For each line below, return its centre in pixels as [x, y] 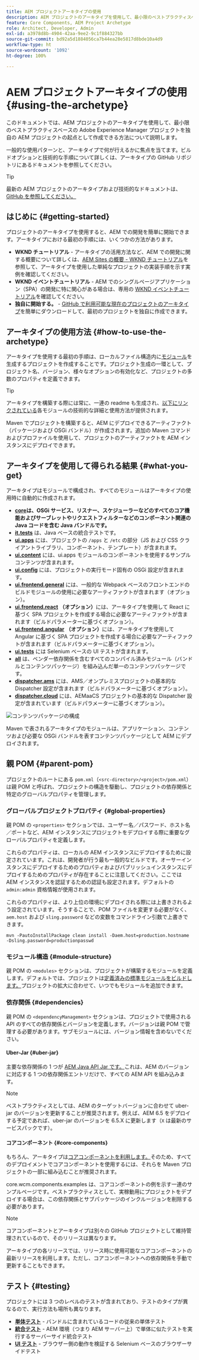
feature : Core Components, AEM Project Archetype [69, 23]
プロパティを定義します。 [57, 840]
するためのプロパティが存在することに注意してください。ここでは [102, 875]
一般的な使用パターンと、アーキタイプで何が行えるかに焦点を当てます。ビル [99, 150]
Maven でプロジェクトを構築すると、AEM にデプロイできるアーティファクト [99, 423]
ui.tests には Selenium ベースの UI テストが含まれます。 [83, 651]
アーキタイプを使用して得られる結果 [72, 465]
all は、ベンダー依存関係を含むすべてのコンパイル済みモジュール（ [96, 659]
